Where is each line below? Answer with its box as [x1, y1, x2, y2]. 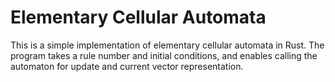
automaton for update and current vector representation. [10, 60, 244, 72]
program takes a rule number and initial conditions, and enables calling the [10, 49, 318, 61]
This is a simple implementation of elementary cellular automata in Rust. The [10, 39, 325, 51]
